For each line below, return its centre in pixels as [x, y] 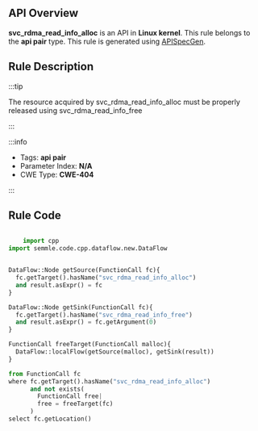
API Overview [44, 13]
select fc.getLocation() [50, 419]
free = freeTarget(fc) [75, 404]
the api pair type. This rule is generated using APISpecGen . [107, 41]
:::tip [16, 86]
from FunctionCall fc [45, 374]
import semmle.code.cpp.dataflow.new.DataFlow [88, 249]
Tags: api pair [43, 157]
